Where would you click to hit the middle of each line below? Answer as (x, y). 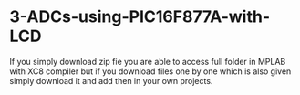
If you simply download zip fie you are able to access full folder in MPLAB (148, 61)
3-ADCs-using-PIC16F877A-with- (140, 17)
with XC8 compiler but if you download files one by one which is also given (150, 71)
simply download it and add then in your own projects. (111, 80)
